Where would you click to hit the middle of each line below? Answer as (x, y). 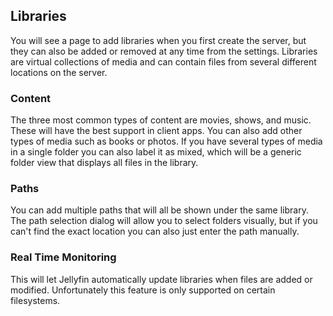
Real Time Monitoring (63, 257)
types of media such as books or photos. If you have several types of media (166, 141)
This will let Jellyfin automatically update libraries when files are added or (161, 279)
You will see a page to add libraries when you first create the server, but (158, 40)
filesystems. (35, 300)
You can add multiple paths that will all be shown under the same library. (159, 210)
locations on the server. (59, 72)
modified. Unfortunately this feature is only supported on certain (143, 290)
